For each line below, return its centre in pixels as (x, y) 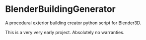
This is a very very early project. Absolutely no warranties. (65, 32)
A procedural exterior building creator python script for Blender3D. (73, 23)
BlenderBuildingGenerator (60, 9)
